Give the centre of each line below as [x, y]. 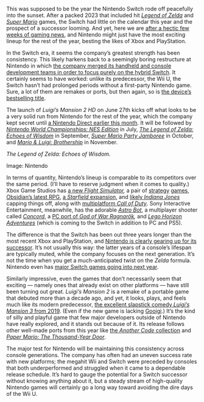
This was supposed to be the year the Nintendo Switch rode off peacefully [100, 9]
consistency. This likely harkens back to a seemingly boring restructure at [99, 59]
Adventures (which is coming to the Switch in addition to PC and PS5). [94, 223]
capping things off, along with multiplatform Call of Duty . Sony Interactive [98, 203]
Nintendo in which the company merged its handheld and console [89, 66]
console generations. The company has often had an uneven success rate [99, 355]
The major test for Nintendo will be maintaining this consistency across [95, 348]
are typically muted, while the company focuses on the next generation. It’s [100, 254]
